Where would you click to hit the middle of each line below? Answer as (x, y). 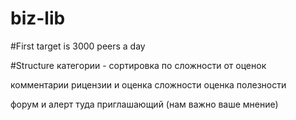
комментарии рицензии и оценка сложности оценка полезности (148, 84)
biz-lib (38, 18)
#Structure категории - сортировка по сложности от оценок (138, 65)
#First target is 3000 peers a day (78, 46)
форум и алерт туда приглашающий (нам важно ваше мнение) (144, 104)
